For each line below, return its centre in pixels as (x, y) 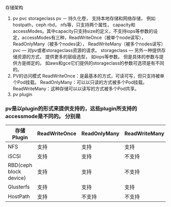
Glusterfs (19, 187)
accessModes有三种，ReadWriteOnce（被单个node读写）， (84, 38)
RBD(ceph (20, 165)
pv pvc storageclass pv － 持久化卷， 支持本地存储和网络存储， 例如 (84, 18)
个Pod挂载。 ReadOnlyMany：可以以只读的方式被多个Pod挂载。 (80, 82)
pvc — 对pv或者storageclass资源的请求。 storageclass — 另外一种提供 (87, 50)
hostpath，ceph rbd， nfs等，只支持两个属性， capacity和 (74, 25)
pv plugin (22, 94)
